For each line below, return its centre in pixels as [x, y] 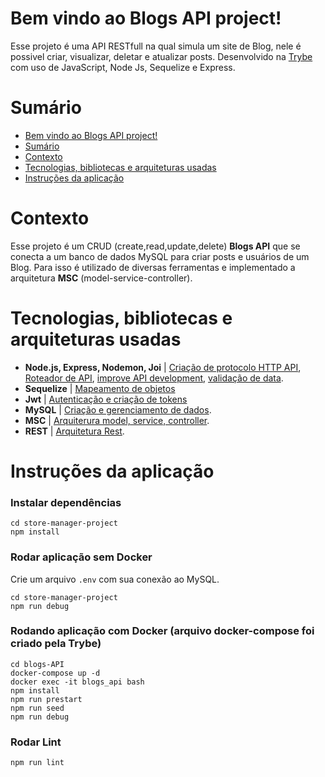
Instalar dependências [66, 502]
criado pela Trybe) [56, 644]
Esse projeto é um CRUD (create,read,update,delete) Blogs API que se [155, 246]
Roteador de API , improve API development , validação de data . [154, 378]
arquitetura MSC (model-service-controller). [101, 278]
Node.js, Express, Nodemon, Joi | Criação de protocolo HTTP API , [163, 367]
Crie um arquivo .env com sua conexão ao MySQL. [115, 579]
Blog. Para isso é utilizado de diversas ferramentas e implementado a [153, 267]
